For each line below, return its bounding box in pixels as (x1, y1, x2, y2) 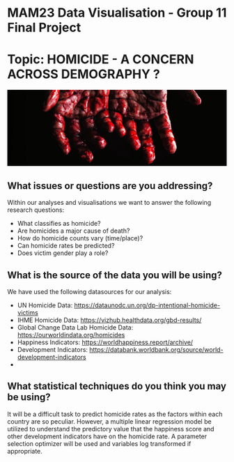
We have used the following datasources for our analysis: (7, 287, 172, 295)
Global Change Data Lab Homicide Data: (17, 323, 134, 332)
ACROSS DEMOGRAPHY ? (7, 66, 160, 82)
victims (17, 308, 38, 316)
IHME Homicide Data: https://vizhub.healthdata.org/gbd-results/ (17, 316, 202, 324)
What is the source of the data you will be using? (7, 269, 223, 281)
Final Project (7, 20, 81, 36)
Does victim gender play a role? (17, 249, 109, 257)
